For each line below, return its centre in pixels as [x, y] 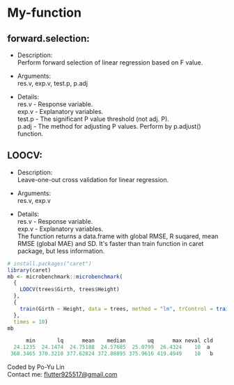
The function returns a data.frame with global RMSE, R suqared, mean [118, 236]
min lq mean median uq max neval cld [119, 341]
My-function [45, 13]
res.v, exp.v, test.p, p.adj [53, 83]
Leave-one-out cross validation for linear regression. [93, 179]
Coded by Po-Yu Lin [36, 367]
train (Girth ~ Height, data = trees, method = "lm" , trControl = [117, 309]
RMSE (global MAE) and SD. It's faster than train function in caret [110, 243]
